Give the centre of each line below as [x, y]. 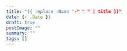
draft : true [20, 22]
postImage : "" [23, 28]
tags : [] [17, 39]
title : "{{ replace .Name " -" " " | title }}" [64, 11]
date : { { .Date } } [28, 17]
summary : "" [20, 33]
